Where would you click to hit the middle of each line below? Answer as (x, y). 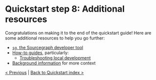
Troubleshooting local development (55, 58)
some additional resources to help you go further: (55, 38)
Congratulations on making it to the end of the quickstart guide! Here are (78, 33)
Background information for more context (54, 63)
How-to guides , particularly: (40, 53)
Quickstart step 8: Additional (65, 9)
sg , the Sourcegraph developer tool (47, 47)
